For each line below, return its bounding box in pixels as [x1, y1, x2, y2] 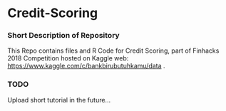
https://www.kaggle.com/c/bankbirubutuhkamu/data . [7, 62, 165, 70]
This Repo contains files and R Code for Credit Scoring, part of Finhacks [7, 46, 220, 55]
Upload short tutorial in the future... [7, 95, 111, 104]
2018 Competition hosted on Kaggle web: [7, 54, 129, 63]
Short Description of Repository [7, 31, 120, 41]
